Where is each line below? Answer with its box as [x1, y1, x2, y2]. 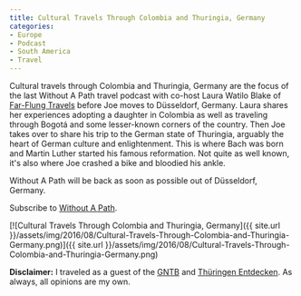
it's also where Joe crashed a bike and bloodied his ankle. [9, 158, 227, 168]
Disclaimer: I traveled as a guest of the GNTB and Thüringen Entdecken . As [9, 267, 293, 277]
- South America [9, 47, 71, 56]
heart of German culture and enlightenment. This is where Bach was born [9, 138, 284, 149]
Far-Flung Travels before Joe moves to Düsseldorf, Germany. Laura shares [9, 100, 288, 110]
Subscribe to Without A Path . [9, 202, 118, 213]
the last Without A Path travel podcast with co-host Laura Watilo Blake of [9, 90, 281, 101]
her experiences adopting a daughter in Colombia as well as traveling [9, 110, 268, 120]
